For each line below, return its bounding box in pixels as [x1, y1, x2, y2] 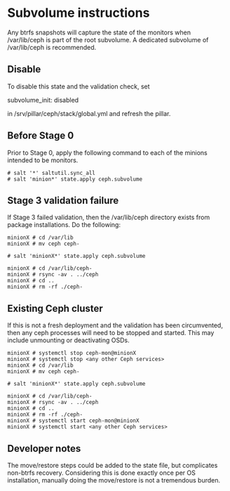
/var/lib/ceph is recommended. [7, 43, 97, 51]
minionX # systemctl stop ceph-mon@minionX [7, 350, 137, 357]
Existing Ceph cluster [7, 302, 103, 314]
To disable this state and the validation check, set [7, 82, 150, 91]
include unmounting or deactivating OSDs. [7, 336, 130, 345]
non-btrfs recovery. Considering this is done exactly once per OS [7, 469, 196, 477]
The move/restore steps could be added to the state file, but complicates [7, 461, 218, 469]
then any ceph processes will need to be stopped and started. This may [7, 329, 215, 337]
